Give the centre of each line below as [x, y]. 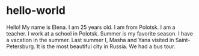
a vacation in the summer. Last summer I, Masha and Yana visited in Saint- [98, 40]
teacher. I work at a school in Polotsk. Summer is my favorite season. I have [100, 33]
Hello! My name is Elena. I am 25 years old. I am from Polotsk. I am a [91, 27]
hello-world [36, 11]
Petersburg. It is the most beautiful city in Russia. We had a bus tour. [91, 46]
